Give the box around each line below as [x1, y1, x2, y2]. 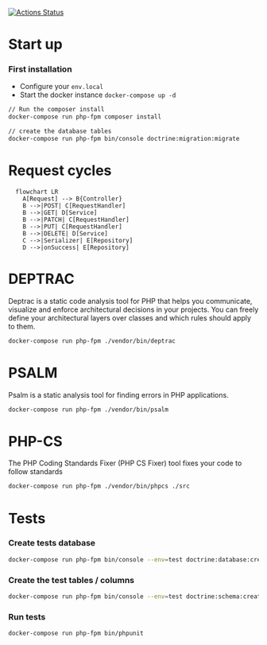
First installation [8, 64, 73, 75]
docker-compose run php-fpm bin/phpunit [8, 629, 145, 638]
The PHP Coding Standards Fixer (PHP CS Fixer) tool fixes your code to [8, 458, 242, 468]
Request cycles [8, 161, 112, 180]
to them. [8, 321, 36, 331]
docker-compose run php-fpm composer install [8, 113, 161, 121]
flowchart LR [15, 188, 59, 196]
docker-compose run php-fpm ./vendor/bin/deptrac [8, 336, 176, 345]
